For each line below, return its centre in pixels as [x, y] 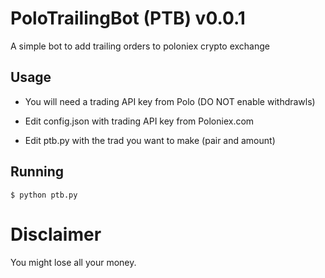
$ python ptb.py [44, 195]
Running [37, 172]
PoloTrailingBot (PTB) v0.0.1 [128, 18]
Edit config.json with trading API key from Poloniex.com [139, 121]
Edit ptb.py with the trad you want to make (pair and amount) [150, 140]
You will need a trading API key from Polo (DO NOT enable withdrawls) [170, 101]
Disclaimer [56, 234]
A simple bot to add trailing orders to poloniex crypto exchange [140, 46]
